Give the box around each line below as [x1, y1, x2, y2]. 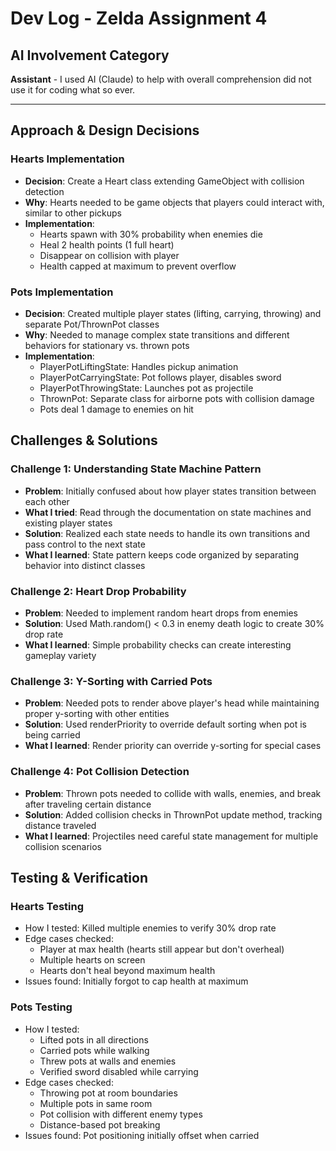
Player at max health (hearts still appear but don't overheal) [39, 943, 285, 956]
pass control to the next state [24, 538, 146, 550]
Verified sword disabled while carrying [39, 1065, 199, 1077]
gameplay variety [24, 649, 97, 661]
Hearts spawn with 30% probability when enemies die [39, 228, 263, 240]
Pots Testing [10, 1000, 73, 1014]
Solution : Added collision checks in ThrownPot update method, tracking [24, 808, 323, 821]
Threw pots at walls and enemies [39, 1055, 177, 1067]
